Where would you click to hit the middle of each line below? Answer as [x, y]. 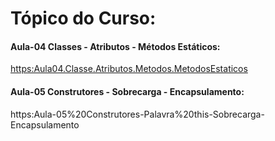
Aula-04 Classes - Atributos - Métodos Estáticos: [115, 46]
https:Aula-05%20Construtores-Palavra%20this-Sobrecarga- [137, 114]
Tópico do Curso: [83, 18]
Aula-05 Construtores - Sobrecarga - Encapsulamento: [127, 91]
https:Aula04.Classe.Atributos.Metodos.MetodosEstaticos [129, 69]
